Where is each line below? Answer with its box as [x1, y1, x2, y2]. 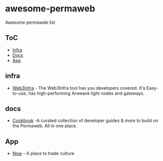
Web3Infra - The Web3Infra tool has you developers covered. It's [12, 85, 146, 91]
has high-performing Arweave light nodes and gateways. [28, 90, 145, 96]
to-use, [12, 90, 27, 96]
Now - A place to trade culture [12, 151, 74, 157]
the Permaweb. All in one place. [12, 123, 78, 129]
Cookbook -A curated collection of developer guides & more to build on [12, 117, 159, 124]
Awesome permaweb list [5, 19, 55, 25]
